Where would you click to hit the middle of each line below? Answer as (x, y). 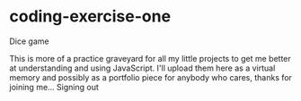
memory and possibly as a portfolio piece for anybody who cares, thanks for (150, 77)
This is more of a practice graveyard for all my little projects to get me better (150, 58)
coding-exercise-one (90, 17)
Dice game (29, 41)
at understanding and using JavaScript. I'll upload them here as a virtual (142, 68)
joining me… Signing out (54, 87)
